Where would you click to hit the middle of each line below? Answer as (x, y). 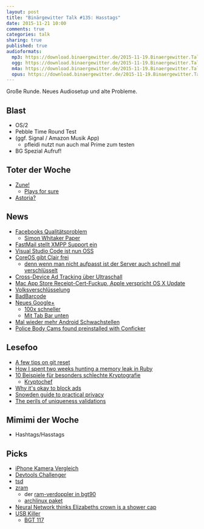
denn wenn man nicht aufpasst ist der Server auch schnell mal (102, 264)
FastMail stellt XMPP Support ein (56, 244)
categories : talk (28, 35)
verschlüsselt (41, 270)
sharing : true (24, 40)
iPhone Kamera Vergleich (47, 468)
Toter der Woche (39, 170)
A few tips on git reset (42, 362)
